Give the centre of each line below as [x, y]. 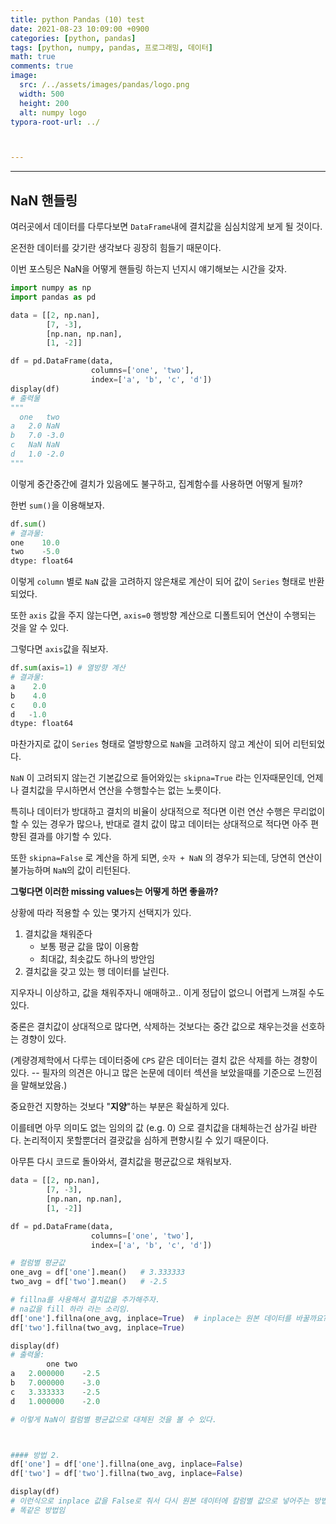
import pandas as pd [53, 297]
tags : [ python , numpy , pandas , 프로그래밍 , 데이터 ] [111, 47]
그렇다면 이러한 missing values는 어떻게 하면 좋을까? [114, 892]
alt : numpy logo [53, 112]
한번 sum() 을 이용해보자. [57, 505]
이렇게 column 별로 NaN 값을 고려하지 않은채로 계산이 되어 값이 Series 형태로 [158, 582]
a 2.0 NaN [35, 426]
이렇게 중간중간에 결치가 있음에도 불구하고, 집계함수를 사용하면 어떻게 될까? [156, 483]
